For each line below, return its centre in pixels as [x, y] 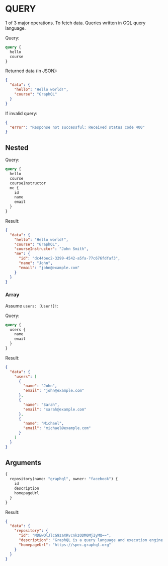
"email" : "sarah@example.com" [55, 409]
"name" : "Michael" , [44, 424]
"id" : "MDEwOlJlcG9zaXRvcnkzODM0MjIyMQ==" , [65, 536]
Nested [17, 148]
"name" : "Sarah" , [41, 404]
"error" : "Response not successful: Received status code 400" [77, 127]
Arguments [23, 463]
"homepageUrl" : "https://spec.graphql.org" [65, 545]
